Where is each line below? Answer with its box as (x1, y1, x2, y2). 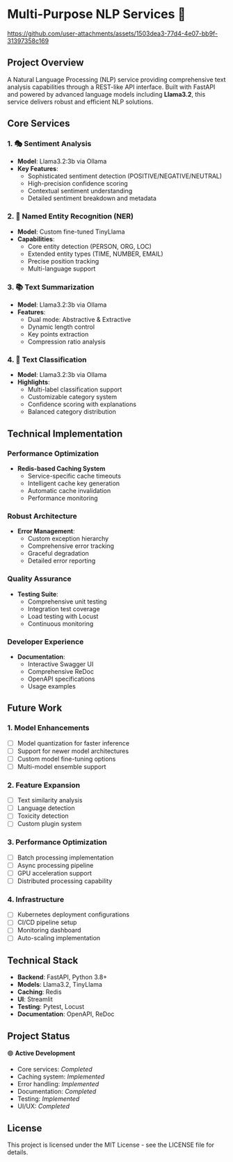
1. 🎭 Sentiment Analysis (7, 139, 92, 149)
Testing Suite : (17, 590, 59, 598)
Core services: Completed (17, 1065, 93, 1074)
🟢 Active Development (7, 1049, 75, 1058)
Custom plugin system (17, 820, 82, 828)
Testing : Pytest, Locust (17, 1003, 85, 1011)
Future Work (7, 702, 63, 714)
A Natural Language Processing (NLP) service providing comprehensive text (7, 75, 226, 83)
